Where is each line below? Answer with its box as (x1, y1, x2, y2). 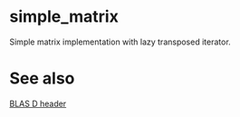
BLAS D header (9, 98, 67, 109)
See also (9, 68, 75, 89)
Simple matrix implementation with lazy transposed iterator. (9, 36, 231, 47)
